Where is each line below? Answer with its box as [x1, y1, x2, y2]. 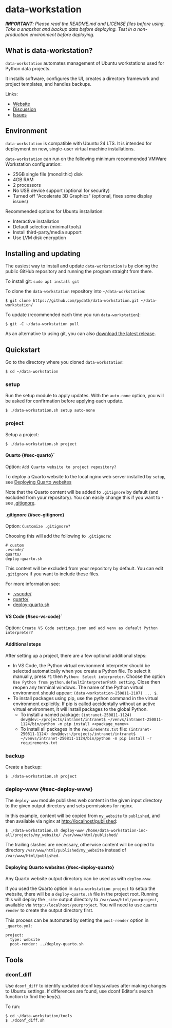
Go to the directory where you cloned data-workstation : [5, 359, 124, 365]
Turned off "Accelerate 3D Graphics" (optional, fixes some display [12, 192, 152, 199]
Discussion [12, 106, 36, 112]
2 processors [12, 182, 41, 188]
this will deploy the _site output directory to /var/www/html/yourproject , [5, 897, 159, 903]
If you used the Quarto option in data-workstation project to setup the [5, 885, 156, 891]
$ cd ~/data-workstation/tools [5, 1014, 72, 1019]
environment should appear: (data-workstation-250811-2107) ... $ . [12, 689, 158, 696]
